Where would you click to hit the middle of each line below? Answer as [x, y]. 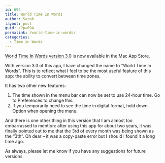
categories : [17, 38]
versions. [14, 156]
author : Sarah [20, 19]
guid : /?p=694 [20, 28]
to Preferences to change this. [43, 100]
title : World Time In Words [34, 14]
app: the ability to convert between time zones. [53, 76]
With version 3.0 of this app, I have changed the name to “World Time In [78, 65]
